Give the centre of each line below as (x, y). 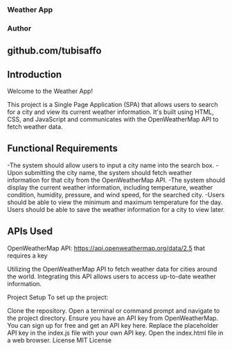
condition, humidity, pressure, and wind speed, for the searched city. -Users (116, 194)
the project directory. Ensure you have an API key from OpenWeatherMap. (113, 318)
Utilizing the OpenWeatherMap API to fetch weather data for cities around (112, 269)
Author (19, 28)
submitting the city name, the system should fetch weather (108, 172)
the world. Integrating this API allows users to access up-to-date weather (111, 276)
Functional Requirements (62, 148)
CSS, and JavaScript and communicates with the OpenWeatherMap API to (113, 119)
